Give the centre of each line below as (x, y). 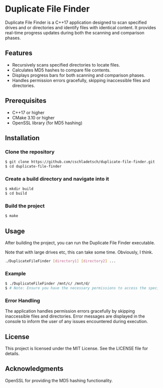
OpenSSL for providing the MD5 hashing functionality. (59, 380)
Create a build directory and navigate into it (57, 179)
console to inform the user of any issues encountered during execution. (76, 321)
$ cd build (16, 194)
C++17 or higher (28, 112)
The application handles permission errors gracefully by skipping (70, 311)
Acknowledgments (34, 369)
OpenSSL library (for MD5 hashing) (47, 123)
